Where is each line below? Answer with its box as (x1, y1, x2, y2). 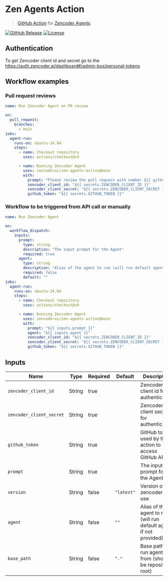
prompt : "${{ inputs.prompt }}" (27, 325, 95, 330)
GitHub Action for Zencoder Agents (17, 20, 91, 26)
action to (140, 441, 161, 448)
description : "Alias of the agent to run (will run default (23, 265, 151, 270)
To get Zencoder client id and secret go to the (5, 57, 100, 63)
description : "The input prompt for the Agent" (23, 246, 124, 252)
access (140, 447, 157, 454)
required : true (23, 251, 55, 256)
